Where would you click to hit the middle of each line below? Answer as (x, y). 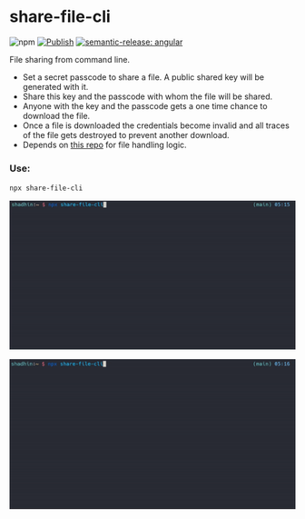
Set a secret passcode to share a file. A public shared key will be (143, 77)
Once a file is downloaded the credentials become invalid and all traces (156, 125)
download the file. (56, 115)
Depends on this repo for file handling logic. (105, 145)
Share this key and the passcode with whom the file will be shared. (148, 96)
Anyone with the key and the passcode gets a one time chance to (145, 105)
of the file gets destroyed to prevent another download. (126, 135)
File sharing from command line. (69, 59)
